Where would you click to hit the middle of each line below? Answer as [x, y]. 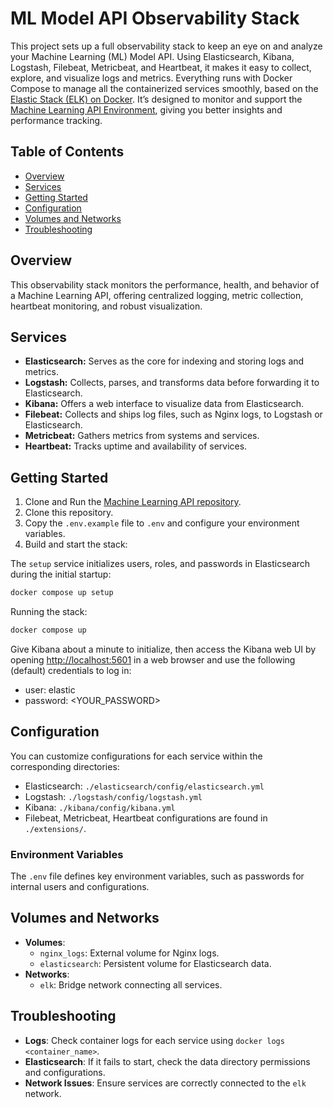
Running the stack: [49, 612]
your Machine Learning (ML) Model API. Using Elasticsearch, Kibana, [152, 56]
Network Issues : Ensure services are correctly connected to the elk [165, 1083]
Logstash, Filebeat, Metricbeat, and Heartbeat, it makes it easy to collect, [161, 67]
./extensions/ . [55, 828]
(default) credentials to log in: [71, 670]
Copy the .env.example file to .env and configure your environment [162, 523]
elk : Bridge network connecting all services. [131, 984]
